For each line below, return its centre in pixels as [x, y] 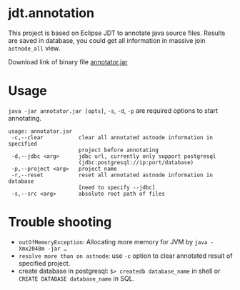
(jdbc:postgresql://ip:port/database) [136, 162]
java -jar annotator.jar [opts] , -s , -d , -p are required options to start [113, 110]
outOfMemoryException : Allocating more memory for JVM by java [113, 241]
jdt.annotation [51, 13]
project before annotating [119, 150]
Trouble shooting [60, 222]
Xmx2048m [31, 249]
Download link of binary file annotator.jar [68, 61]
